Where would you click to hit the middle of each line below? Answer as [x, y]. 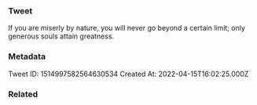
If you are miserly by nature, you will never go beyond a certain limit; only [127, 28]
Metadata [27, 56]
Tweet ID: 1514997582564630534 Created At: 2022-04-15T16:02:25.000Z [128, 74]
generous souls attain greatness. [61, 36]
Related [23, 94]
